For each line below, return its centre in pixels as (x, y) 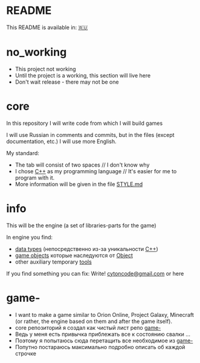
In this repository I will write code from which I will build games (85, 123)
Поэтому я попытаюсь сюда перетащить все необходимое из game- (104, 341)
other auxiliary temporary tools (53, 262)
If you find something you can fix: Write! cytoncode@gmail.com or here (95, 273)
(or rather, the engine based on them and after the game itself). (93, 321)
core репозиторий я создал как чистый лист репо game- (88, 327)
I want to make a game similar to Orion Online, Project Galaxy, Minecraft (105, 315)
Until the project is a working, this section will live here (83, 75)
